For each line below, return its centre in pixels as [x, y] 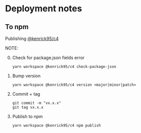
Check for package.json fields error [48, 58]
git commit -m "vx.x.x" [37, 103]
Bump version [26, 76]
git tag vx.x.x [28, 107]
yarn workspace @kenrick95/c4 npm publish [56, 126]
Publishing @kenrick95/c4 [32, 38]
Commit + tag [26, 94]
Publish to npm [27, 116]
